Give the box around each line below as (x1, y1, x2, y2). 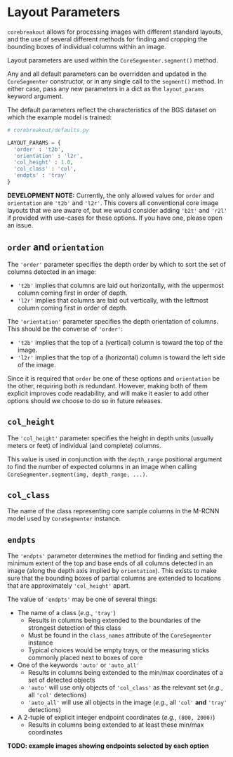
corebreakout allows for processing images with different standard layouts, (7, 27, 223, 36)
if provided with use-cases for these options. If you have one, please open (7, 213, 222, 222)
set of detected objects (27, 676, 95, 685)
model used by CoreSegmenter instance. (7, 514, 121, 523)
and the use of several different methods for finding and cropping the (7, 34, 208, 43)
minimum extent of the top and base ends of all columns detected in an (7, 559, 213, 567)
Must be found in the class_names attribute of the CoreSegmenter (27, 631, 212, 640)
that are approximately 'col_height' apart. (7, 581, 131, 590)
